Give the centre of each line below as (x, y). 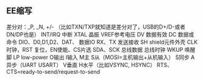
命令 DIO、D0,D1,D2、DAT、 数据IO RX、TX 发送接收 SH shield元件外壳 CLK (102, 42)
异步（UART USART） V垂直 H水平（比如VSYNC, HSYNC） (81, 65)
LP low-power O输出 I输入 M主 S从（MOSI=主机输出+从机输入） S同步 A (104, 57)
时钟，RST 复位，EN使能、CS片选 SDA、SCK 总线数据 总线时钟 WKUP (95, 49)
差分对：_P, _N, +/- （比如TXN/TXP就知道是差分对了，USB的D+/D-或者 (96, 27)
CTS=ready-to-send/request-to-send (53, 71)
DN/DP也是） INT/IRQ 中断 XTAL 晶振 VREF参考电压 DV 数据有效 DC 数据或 (100, 34)
